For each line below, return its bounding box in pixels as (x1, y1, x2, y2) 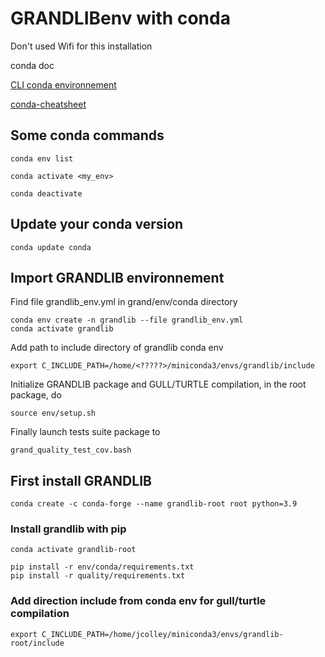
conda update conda (10, 242, 92, 252)
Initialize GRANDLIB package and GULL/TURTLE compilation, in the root (10, 378, 307, 391)
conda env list (10, 153, 74, 164)
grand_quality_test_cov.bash (10, 445, 132, 456)
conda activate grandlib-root (10, 545, 137, 555)
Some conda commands (10, 127, 165, 144)
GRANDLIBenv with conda (10, 7, 231, 30)
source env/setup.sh (10, 408, 97, 419)
